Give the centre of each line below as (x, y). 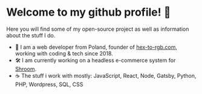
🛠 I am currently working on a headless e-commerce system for (95, 60)
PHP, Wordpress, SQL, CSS (49, 84)
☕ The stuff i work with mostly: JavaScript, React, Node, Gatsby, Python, (106, 75)
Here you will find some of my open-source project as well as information (98, 29)
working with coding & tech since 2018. (64, 53)
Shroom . (26, 69)
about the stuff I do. (31, 35)
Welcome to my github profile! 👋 (89, 12)
